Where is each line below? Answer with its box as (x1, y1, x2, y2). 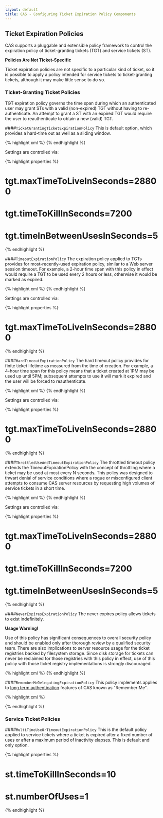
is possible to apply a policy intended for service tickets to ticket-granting (5, 71, 152, 78)
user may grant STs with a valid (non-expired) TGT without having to (5, 105, 143, 111)
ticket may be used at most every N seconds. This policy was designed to (5, 470, 153, 476)
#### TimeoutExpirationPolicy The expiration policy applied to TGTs (5, 256, 142, 262)
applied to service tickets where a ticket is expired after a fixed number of (5, 732, 153, 738)
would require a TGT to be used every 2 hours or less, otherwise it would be (5, 271, 157, 277)
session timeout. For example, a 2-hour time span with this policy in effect (5, 266, 153, 272)
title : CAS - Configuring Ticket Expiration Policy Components (5, 12, 136, 17)
